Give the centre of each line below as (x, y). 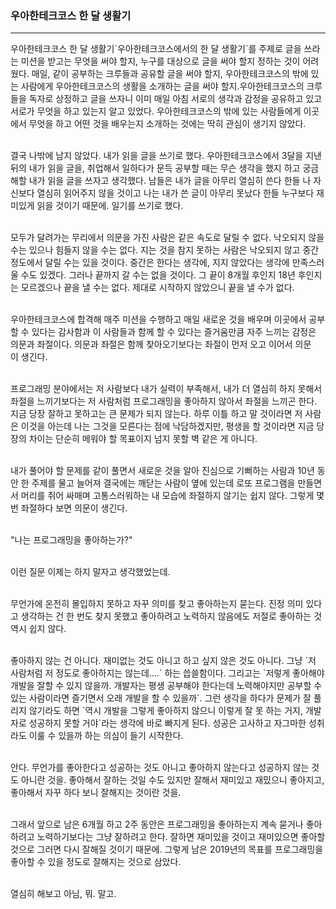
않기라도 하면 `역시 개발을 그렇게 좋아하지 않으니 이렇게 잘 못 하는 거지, (165, 711)
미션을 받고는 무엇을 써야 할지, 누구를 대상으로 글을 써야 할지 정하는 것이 (160, 61)
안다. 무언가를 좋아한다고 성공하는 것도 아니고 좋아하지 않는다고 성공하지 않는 (160, 768)
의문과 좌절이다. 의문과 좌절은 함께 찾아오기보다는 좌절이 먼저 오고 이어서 (151, 344)
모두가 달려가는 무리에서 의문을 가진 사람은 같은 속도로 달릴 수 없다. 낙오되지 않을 (167, 238)
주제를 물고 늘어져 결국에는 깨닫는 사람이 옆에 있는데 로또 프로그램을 (163, 483)
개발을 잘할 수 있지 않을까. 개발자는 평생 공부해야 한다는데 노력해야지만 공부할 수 (166, 686)
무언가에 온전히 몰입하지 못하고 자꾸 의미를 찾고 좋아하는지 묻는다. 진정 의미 (157, 604)
